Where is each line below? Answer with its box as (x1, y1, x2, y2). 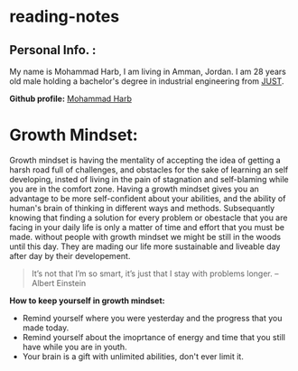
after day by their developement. (9, 250, 131, 261)
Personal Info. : (9, 42, 97, 58)
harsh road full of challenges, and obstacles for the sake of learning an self (9, 164, 289, 175)
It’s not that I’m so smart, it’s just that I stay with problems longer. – (31, 268, 279, 279)
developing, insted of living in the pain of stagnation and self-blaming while (9, 173, 289, 184)
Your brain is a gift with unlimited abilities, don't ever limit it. (22, 350, 244, 362)
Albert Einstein (31, 277, 87, 288)
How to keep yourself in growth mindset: (9, 295, 165, 306)
